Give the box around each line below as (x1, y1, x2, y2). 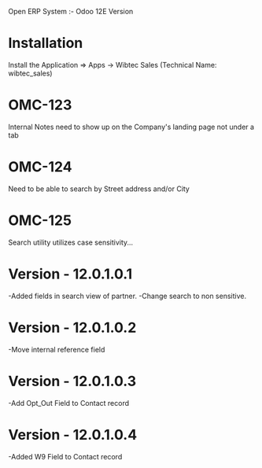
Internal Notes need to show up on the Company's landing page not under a (8, 122, 254, 131)
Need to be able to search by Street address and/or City (8, 184, 190, 193)
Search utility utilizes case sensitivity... (8, 238, 134, 247)
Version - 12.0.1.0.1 (8, 265, 133, 282)
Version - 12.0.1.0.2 (8, 319, 137, 337)
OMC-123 (8, 96, 72, 114)
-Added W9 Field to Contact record (8, 451, 123, 461)
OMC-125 (8, 212, 72, 229)
